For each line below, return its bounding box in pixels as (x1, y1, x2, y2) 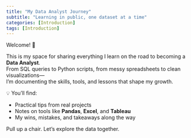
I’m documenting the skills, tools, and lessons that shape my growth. (6, 78, 173, 85)
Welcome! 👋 (6, 41, 36, 49)
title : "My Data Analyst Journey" (6, 8, 92, 15)
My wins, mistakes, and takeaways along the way (14, 114, 136, 121)
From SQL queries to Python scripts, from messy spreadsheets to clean (6, 66, 181, 73)
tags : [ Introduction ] (6, 25, 60, 31)
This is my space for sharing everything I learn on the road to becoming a (6, 53, 186, 60)
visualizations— (6, 72, 45, 79)
